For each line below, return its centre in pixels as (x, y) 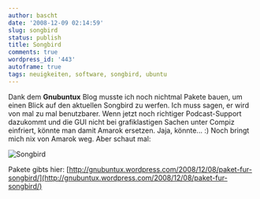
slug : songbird (33, 30)
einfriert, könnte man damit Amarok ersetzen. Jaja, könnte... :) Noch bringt (129, 130)
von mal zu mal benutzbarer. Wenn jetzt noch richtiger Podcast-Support (125, 113)
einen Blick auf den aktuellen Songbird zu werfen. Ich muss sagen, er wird (129, 105)
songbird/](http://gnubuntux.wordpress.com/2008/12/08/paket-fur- (118, 178)
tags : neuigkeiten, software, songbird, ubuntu (88, 74)
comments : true (33, 52)
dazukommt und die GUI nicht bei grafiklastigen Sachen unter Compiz (121, 122)
